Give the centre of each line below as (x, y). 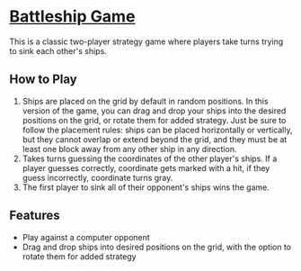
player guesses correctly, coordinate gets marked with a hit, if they (146, 167)
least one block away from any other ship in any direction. (129, 149)
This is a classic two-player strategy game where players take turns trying (146, 41)
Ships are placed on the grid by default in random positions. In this (145, 101)
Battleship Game (72, 17)
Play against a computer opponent (86, 237)
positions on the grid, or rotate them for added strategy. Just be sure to (154, 120)
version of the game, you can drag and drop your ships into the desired (154, 111)
